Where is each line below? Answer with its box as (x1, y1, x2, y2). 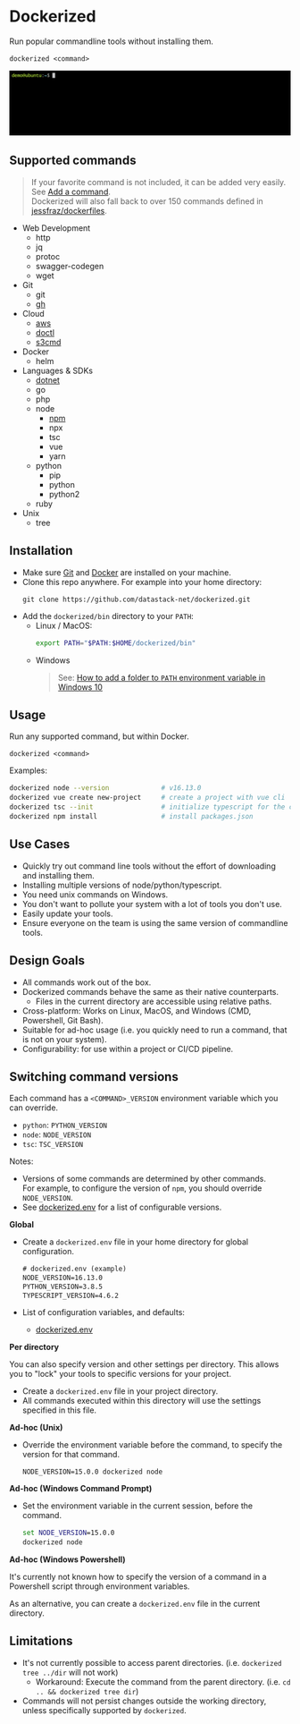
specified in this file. (21, 1405, 96, 1415)
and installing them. (21, 870, 96, 880)
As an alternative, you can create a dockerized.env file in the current (9, 1599, 261, 1609)
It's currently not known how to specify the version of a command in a (9, 1572, 267, 1583)
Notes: (9, 1156, 34, 1167)
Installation (9, 543, 73, 558)
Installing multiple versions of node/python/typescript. (21, 879, 222, 890)
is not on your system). (21, 1033, 107, 1044)
